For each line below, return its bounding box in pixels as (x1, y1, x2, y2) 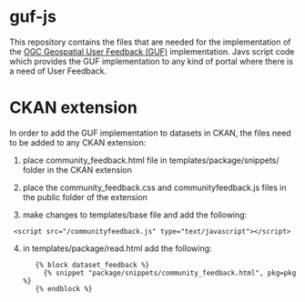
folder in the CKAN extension (22, 164, 132, 175)
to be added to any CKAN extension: (9, 136, 147, 147)
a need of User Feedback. (9, 65, 107, 76)
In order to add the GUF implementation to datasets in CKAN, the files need (9, 127, 291, 138)
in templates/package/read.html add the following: (22, 243, 212, 254)
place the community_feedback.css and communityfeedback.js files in (22, 182, 287, 193)
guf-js (9, 6, 57, 27)
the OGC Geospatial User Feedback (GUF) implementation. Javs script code (9, 45, 295, 56)
